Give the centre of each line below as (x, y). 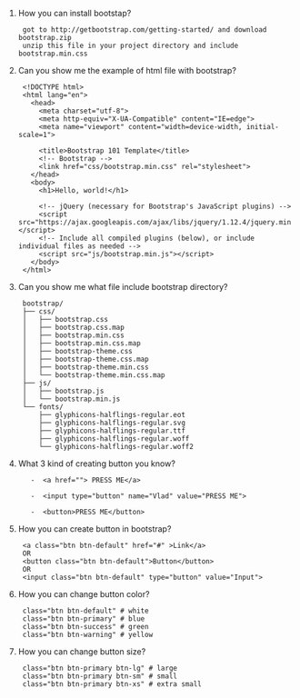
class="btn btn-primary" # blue (84, 619)
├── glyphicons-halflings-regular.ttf (112, 431)
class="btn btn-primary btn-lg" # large (100, 668)
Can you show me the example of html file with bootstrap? (127, 70)
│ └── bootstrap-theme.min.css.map (94, 375)
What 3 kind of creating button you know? (96, 464)
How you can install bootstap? (75, 13)
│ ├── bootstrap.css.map (73, 327)
